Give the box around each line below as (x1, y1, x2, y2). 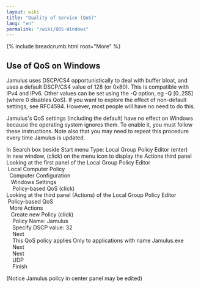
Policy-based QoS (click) (12, 185, 75, 193)
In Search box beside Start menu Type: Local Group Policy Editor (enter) (6, 146, 188, 153)
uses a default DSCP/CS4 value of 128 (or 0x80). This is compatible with (6, 83, 189, 90)
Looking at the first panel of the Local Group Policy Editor (6, 159, 151, 166)
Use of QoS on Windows (6, 61, 101, 71)
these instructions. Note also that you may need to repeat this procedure (6, 128, 189, 135)
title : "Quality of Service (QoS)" (6, 15, 97, 21)
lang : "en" (6, 20, 34, 26)
